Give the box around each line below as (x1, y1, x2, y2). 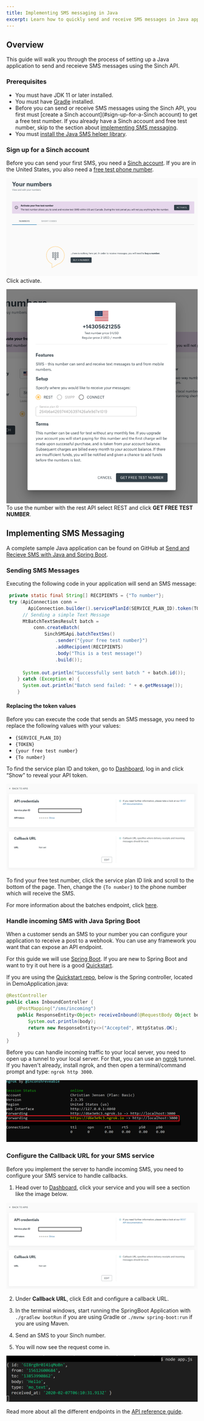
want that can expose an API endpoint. (6, 944, 103, 951)
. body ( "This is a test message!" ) (55, 650, 143, 657)
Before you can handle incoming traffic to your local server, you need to (6, 1049, 186, 1056)
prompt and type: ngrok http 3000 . (6, 1068, 93, 1075)
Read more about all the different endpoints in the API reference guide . (6, 1408, 183, 1416)
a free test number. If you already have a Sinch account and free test (15, 117, 187, 124)
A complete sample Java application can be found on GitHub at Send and (6, 544, 190, 552)
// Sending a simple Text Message (22, 611, 110, 618)
